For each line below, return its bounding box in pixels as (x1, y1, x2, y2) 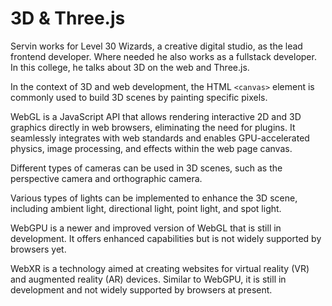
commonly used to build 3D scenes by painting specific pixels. (10, 91, 268, 103)
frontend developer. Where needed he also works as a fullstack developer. (10, 50, 317, 62)
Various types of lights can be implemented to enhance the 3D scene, (10, 192, 298, 204)
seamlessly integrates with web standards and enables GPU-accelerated (10, 132, 310, 144)
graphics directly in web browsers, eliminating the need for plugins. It (10, 121, 296, 133)
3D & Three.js (10, 7, 126, 30)
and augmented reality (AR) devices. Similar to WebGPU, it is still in (10, 273, 287, 285)
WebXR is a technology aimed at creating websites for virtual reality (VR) (10, 262, 310, 274)
